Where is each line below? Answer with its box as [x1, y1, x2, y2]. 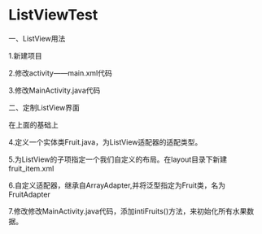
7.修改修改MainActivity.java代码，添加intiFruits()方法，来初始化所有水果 [8, 206, 247, 216]
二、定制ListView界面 [8, 102, 80, 112]
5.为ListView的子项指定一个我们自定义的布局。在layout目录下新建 [8, 154, 228, 164]
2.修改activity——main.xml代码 [8, 67, 112, 78]
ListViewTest [8, 6, 98, 24]
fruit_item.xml [8, 163, 55, 173]
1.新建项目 [8, 50, 42, 60]
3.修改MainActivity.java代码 [8, 85, 101, 95]
